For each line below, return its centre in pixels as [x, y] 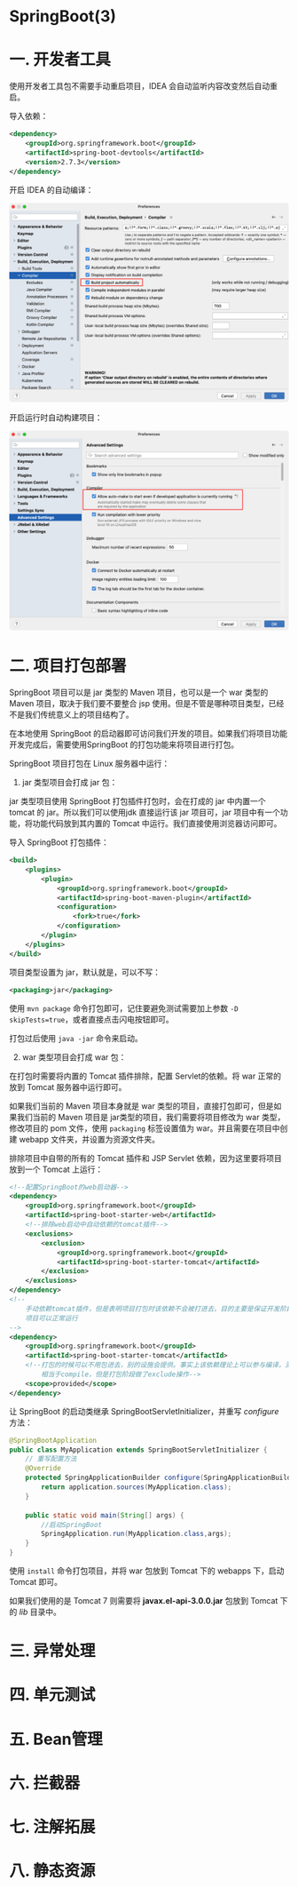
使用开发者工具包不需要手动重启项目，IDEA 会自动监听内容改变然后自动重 [143, 86]
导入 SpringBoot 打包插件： [59, 842]
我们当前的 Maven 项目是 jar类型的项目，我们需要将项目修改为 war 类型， [151, 1117]
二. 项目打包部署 [68, 666]
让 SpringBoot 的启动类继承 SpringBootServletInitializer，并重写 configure [144, 1411]
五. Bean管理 [56, 1739]
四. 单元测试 [52, 1695]
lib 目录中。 [40, 1612]
